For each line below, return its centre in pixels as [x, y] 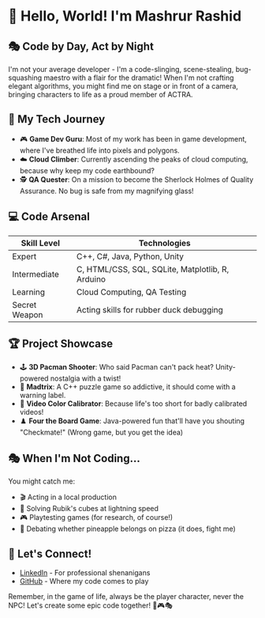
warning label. [43, 396]
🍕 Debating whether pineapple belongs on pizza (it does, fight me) [128, 529]
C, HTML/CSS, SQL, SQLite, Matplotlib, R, [153, 269]
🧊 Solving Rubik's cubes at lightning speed [89, 509]
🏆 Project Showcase [60, 344]
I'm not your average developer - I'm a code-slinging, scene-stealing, [121, 69]
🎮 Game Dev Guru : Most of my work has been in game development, [133, 138]
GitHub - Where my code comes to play [84, 582]
